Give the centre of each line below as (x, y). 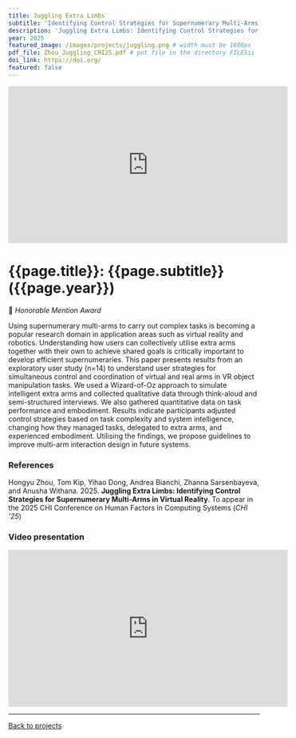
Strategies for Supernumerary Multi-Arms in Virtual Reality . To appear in (131, 499)
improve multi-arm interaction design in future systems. (100, 444)
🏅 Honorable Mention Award (55, 310)
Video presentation (47, 537)
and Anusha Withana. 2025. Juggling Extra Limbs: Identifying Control (124, 491)
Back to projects (35, 726)
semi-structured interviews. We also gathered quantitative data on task (125, 402)
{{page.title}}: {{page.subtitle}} (116, 271)
